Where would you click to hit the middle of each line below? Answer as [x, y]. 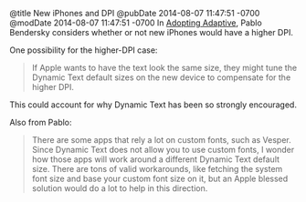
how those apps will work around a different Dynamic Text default [156, 159]
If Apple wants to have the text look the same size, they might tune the [164, 68]
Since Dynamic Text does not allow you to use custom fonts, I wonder [163, 150]
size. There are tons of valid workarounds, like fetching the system [157, 169]
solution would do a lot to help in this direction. [120, 188]
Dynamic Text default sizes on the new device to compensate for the [161, 77]
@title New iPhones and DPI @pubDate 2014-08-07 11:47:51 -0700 [135, 13]
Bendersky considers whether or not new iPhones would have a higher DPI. [152, 32]
